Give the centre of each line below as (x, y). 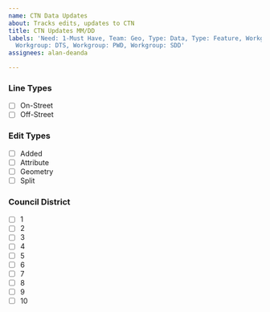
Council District (39, 201)
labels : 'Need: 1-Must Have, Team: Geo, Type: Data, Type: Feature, (125, 38)
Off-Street (37, 115)
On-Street (37, 106)
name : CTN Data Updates (48, 16)
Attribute (35, 162)
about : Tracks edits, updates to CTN (72, 23)
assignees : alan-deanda (48, 53)
